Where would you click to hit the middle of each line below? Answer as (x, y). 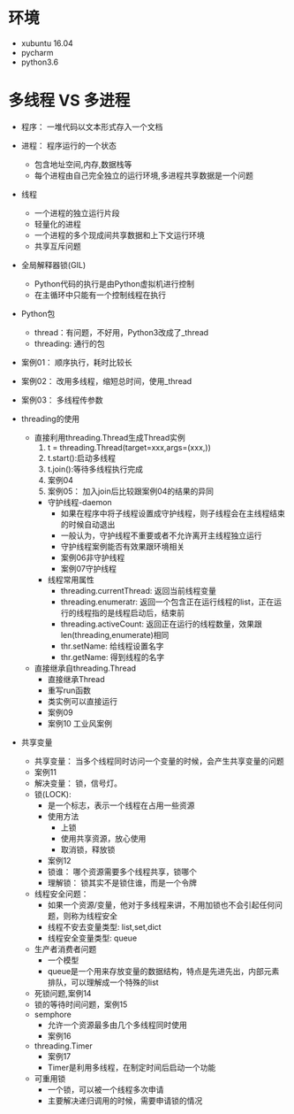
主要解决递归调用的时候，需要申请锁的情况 (125, 1100)
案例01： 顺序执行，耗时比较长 (77, 362)
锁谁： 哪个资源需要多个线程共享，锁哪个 (122, 872)
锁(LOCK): (53, 794)
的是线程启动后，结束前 (142, 612)
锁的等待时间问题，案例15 (81, 1004)
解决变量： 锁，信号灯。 (78, 783)
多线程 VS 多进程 (69, 100)
